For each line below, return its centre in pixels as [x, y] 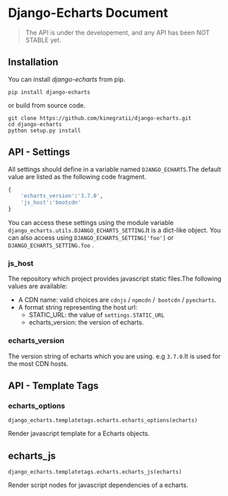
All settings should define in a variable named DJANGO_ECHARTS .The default [115, 169]
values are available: [38, 286]
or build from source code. [47, 105]
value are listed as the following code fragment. [77, 176]
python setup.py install [44, 131]
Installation [33, 62]
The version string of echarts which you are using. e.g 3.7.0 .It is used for [114, 356]
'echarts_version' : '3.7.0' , [62, 196]
